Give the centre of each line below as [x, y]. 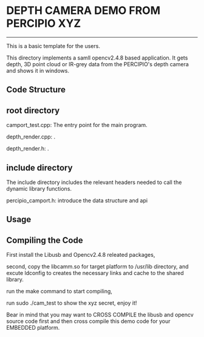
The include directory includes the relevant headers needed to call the [94, 182]
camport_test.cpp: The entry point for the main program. [77, 125]
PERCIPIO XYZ [44, 23]
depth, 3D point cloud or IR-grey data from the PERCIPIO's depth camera [98, 64]
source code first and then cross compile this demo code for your [89, 321]
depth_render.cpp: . [31, 137]
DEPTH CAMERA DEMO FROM [83, 11]
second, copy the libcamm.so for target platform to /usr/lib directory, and [97, 267]
